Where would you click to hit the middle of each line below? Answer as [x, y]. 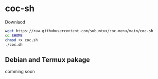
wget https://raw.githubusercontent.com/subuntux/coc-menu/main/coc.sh [79, 31]
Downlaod [15, 22]
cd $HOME [14, 35]
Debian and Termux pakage [48, 60]
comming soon [20, 72]
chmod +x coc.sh [21, 40]
